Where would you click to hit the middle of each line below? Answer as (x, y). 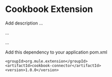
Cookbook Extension (49, 9)
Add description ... (24, 23)
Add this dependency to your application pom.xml (56, 52)
